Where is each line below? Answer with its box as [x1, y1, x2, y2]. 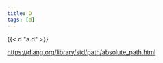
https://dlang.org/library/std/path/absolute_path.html [7, 48, 156, 56]
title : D [7, 9, 32, 17]
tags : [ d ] [7, 16, 36, 23]
